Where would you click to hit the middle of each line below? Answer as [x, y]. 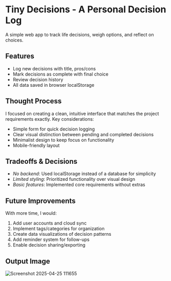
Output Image [28, 261]
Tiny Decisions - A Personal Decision [86, 10]
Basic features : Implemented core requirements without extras [79, 185]
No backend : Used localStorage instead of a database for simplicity [84, 174]
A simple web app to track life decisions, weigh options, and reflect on [80, 34]
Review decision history [38, 79]
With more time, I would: [31, 213]
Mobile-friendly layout [36, 145]
